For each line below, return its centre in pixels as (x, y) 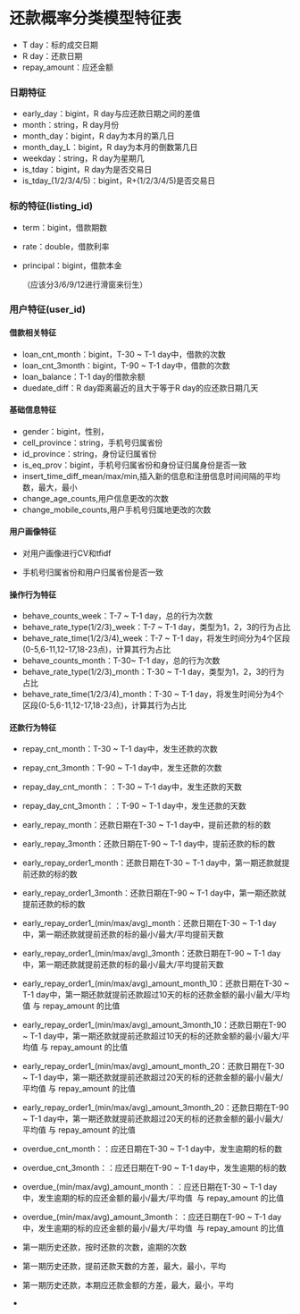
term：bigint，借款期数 (64, 227)
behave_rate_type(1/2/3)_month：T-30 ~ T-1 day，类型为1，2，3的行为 (153, 672)
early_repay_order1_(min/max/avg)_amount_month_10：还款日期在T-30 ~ (156, 983)
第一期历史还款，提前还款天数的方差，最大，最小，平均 (124, 1267)
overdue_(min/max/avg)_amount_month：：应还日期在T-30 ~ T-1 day (150, 1187)
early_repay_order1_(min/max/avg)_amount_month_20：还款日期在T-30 (153, 1066)
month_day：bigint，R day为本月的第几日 (98, 136)
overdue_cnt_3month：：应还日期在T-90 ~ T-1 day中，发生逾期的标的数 (154, 1168)
